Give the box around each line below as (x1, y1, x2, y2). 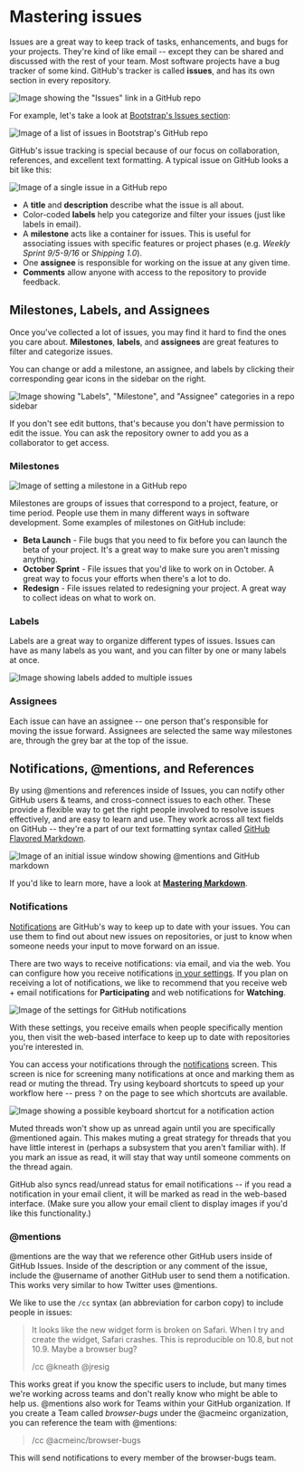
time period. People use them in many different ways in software (9, 507, 251, 518)
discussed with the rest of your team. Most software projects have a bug (9, 55, 280, 66)
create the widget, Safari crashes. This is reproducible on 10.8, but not (31, 1334, 294, 1345)
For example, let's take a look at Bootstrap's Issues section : (9, 110, 231, 120)
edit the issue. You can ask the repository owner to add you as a (9, 428, 249, 438)
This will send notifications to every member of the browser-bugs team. (9, 1452, 277, 1464)
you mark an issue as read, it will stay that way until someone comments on (9, 1151, 291, 1162)
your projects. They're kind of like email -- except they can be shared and (9, 45, 284, 56)
